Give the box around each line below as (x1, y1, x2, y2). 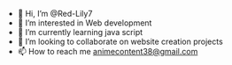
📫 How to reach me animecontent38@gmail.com (17, 47, 198, 56)
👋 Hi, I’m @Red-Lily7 (17, 9, 93, 18)
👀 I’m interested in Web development (17, 18, 152, 28)
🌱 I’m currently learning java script (17, 27, 143, 37)
